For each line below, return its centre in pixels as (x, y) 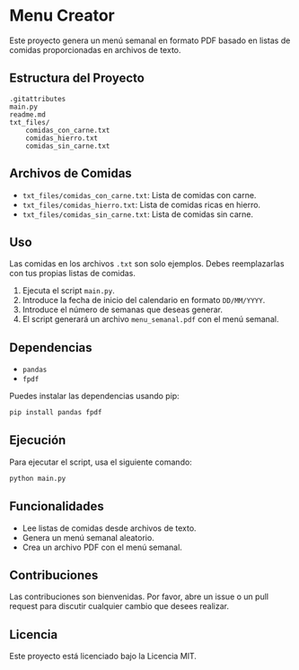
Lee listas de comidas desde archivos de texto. (109, 528)
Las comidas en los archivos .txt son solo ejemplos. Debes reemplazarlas (147, 264)
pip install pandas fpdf (56, 413)
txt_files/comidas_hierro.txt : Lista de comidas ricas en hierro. (141, 204)
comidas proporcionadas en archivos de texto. (95, 49)
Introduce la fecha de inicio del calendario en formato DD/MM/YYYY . (144, 300)
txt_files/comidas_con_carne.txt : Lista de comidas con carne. (139, 195)
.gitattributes (38, 99)
